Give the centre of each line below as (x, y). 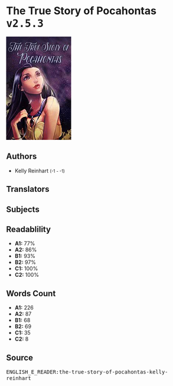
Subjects (23, 209)
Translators (28, 189)
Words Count (31, 293)
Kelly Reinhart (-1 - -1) (40, 171)
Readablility (29, 229)
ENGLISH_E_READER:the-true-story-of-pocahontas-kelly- (87, 372)
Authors (22, 157)
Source (20, 357)
